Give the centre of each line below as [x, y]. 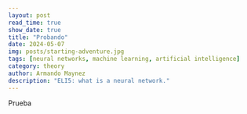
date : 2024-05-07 [36, 45]
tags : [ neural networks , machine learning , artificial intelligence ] [124, 59]
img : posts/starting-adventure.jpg [66, 52]
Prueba [20, 103]
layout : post [29, 15]
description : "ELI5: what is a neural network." [89, 80]
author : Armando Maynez [47, 73]
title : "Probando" [38, 37]
